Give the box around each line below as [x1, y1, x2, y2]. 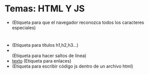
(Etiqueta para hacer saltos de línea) [11, 53, 87, 59]
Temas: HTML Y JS [4, 3, 85, 14]
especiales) [11, 24, 36, 30]
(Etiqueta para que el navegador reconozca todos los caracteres [11, 19, 145, 25]
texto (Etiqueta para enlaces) [11, 58, 72, 64]
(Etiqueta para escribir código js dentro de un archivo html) [11, 63, 134, 70]
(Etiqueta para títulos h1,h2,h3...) [11, 42, 79, 48]
